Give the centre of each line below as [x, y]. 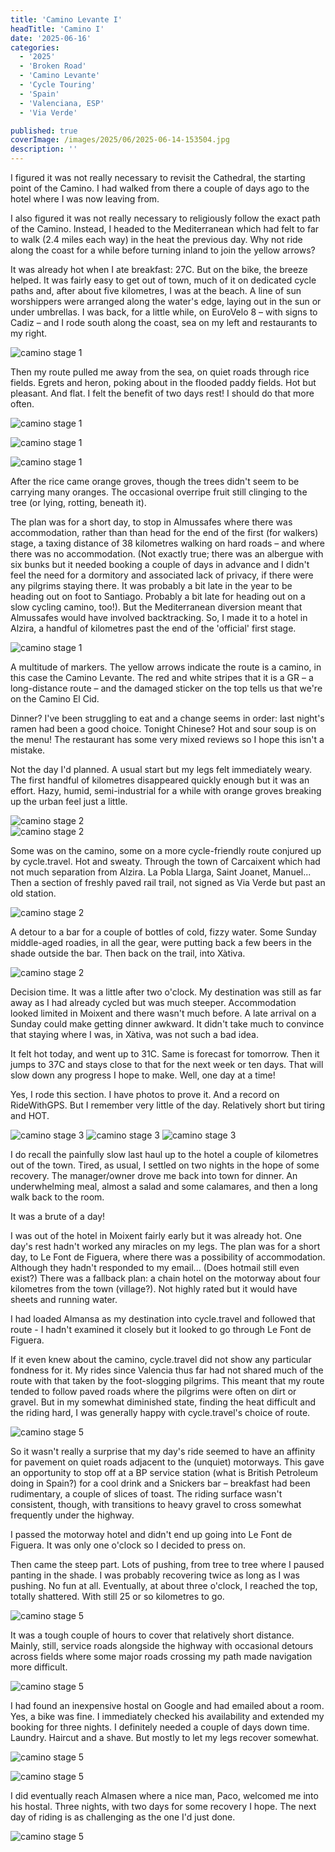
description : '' [44, 149]
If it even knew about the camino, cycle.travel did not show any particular [161, 1359]
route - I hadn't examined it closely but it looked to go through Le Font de [161, 1329]
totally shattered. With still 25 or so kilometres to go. [117, 1596]
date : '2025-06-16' [51, 38]
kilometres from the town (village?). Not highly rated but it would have [154, 1289]
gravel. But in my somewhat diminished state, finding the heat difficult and [163, 1402]
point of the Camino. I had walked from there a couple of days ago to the [160, 188]
